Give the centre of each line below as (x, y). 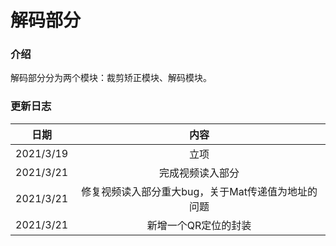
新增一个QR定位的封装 (199, 225)
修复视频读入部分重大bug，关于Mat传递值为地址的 (199, 191)
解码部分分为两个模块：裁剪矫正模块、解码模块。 (111, 78)
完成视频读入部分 (199, 173)
